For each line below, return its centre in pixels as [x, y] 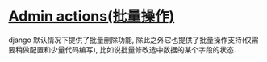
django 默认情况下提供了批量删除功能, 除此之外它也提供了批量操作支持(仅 [130, 40]
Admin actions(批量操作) [92, 16]
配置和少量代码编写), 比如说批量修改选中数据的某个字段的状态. [133, 49]
